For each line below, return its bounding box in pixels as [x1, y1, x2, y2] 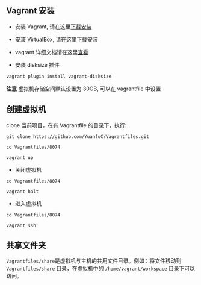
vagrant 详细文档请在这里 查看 [14, 48, 88, 55]
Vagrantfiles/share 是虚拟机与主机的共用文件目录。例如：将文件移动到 [6, 257, 182, 265]
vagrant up [6, 154, 34, 161]
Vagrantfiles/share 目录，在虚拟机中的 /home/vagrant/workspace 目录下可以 [6, 265, 196, 272]
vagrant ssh [6, 222, 36, 228]
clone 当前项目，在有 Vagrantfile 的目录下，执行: [6, 121, 127, 128]
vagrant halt [6, 189, 39, 195]
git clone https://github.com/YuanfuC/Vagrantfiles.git [6, 133, 149, 140]
